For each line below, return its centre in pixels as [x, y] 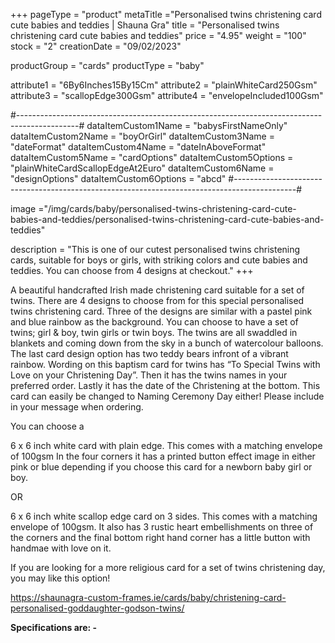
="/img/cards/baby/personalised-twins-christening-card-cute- [167, 208]
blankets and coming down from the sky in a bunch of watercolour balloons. [167, 343]
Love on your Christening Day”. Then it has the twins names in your [149, 375]
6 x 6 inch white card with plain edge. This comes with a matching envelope [166, 445]
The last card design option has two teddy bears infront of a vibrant [149, 353]
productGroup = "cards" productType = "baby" [107, 65]
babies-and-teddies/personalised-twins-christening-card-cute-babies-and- [167, 219]
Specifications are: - [54, 627]
